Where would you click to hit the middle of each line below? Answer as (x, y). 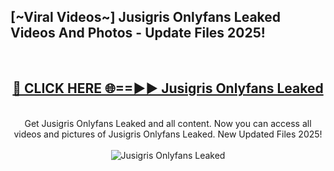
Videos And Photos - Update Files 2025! (138, 33)
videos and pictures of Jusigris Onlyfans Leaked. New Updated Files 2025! (168, 134)
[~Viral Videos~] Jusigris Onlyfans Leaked (146, 17)
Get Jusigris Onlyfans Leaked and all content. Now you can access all (168, 123)
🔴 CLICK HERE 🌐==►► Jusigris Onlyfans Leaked (168, 88)
